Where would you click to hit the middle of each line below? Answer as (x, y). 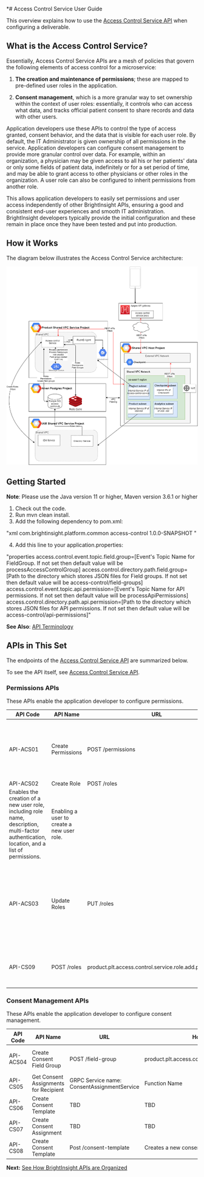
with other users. (36, 116)
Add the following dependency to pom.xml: (69, 521)
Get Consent (48, 1077)
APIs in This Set (37, 646)
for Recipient (48, 1090)
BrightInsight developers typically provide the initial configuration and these (101, 218)
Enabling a (64, 812)
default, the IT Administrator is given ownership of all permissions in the (96, 141)
